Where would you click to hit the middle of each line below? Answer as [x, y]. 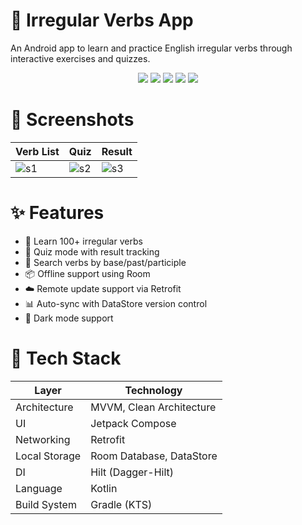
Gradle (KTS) [121, 504]
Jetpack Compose [133, 423]
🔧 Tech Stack [66, 358]
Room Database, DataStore [154, 456]
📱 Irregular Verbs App [102, 20]
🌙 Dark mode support [69, 318]
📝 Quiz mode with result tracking [92, 251]
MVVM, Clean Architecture [153, 407]
